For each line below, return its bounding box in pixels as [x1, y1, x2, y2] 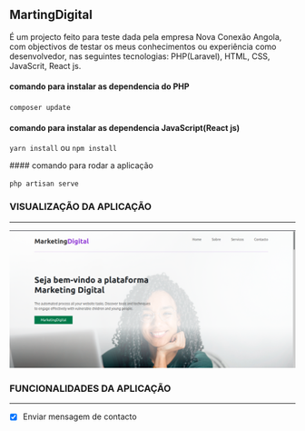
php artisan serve [9, 179, 79, 189]
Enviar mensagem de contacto [22, 411, 138, 422]
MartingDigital [9, 7, 93, 23]
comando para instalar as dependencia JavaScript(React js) [9, 122, 241, 133]
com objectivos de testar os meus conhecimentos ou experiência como [9, 41, 277, 52]
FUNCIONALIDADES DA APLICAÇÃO [9, 382, 172, 395]
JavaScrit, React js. [9, 60, 82, 71]
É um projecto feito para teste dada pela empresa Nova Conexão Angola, [9, 31, 282, 42]
